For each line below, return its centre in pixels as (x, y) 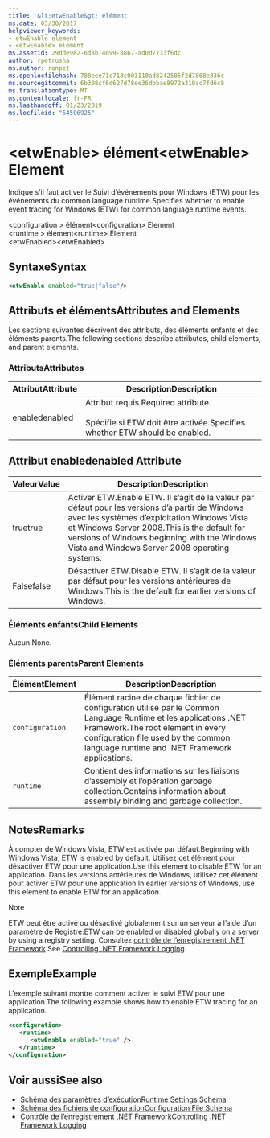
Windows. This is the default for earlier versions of (162, 590)
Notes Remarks (46, 830)
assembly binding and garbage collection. (163, 801)
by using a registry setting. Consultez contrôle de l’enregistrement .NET (127, 940)
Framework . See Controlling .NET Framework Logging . (98, 948)
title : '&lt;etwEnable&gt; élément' (70, 16)
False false (31, 585)
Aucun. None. (30, 642)
